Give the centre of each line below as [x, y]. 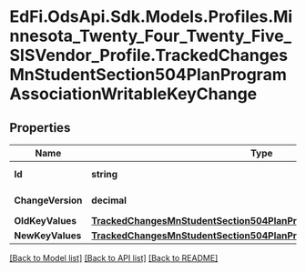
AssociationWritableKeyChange [133, 94]
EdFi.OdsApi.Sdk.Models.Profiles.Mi [151, 17]
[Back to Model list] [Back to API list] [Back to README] [114, 258]
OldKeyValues [46, 221]
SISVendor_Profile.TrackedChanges [149, 55]
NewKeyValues [48, 236]
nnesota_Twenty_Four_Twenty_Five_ [150, 36]
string [104, 174]
